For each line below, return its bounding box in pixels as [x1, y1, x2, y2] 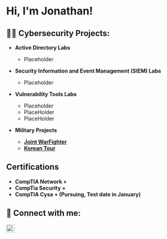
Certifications [6, 162, 59, 172]
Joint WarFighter [23, 138, 67, 145]
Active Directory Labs [14, 44, 71, 51]
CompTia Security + [14, 184, 66, 192]
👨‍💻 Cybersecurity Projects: [6, 28, 110, 38]
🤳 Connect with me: [6, 208, 81, 219]
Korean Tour [23, 145, 56, 151]
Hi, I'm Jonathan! [6, 4, 93, 18]
